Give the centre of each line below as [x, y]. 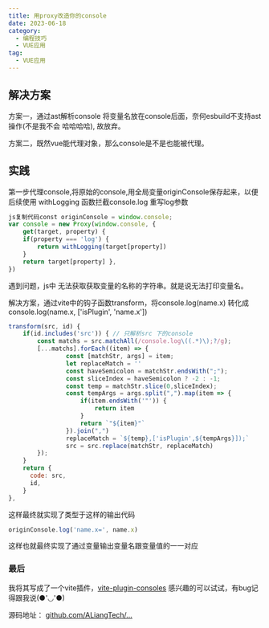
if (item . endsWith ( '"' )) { [123, 401]
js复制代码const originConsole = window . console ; [90, 217]
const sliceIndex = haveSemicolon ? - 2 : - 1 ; [143, 378]
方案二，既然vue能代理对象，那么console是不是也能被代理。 [108, 143]
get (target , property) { [64, 232]
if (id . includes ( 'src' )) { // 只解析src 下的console [108, 334]
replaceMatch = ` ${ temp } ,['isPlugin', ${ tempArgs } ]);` [157, 438]
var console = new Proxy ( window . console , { [82, 224]
